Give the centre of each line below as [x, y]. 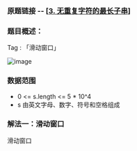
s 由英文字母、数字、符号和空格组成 [68, 105]
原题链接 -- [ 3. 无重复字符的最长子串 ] [69, 10]
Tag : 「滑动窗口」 [34, 48]
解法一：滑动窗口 [36, 124]
